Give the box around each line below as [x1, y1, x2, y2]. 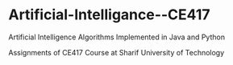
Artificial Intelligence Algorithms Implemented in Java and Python [8, 32, 226, 42]
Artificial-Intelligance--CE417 [8, 6, 211, 24]
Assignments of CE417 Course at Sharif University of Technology [8, 47, 225, 57]
